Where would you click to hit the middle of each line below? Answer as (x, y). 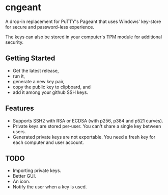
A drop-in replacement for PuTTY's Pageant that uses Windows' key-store (83, 21)
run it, (19, 76)
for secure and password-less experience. (50, 27)
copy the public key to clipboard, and (51, 87)
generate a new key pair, (38, 81)
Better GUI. (24, 176)
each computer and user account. (48, 142)
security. (15, 42)
